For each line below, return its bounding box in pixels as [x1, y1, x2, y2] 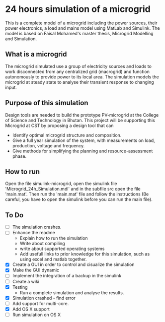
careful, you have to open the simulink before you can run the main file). [5, 196, 153, 202]
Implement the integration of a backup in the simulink [12, 273, 122, 279]
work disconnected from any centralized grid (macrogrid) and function [5, 68, 150, 74]
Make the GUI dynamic [12, 267, 60, 273]
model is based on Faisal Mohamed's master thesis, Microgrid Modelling [5, 30, 154, 36]
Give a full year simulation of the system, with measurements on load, [12, 137, 155, 143]
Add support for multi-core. [12, 300, 69, 306]
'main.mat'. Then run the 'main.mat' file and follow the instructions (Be [5, 191, 149, 197]
